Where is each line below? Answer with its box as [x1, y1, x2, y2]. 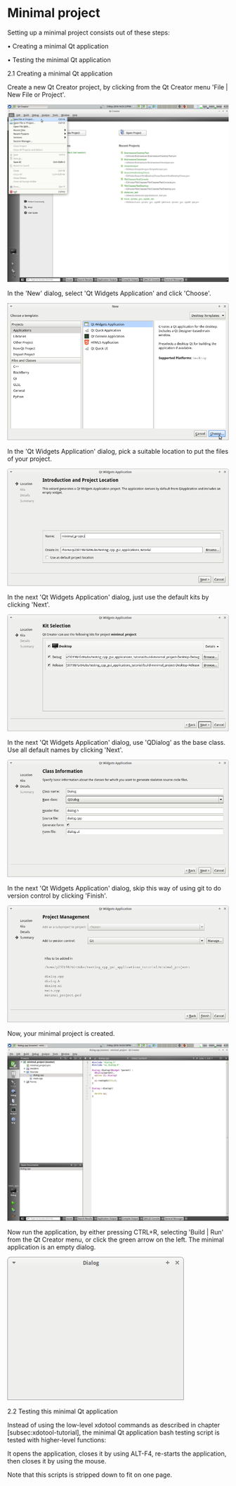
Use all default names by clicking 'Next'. [7, 745, 124, 755]
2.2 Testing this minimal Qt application [7, 1407, 118, 1416]
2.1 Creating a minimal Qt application [7, 69, 113, 78]
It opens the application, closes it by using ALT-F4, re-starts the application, [7, 1449, 227, 1458]
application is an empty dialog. [7, 1243, 96, 1251]
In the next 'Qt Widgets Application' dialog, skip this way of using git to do [7, 884, 221, 892]
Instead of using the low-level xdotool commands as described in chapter [7, 1421, 220, 1430]
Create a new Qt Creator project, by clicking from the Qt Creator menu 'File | [7, 82, 228, 91]
